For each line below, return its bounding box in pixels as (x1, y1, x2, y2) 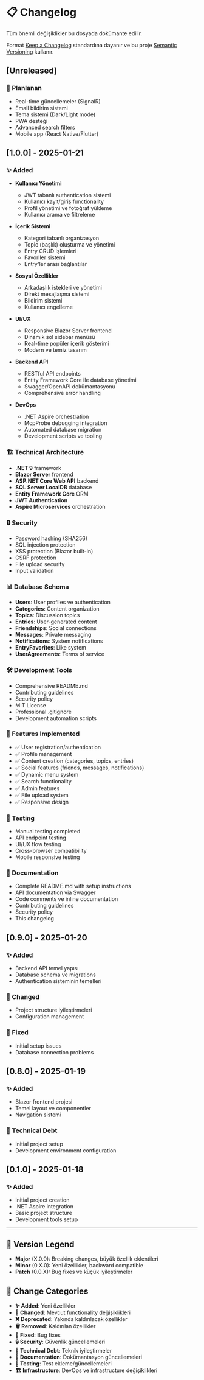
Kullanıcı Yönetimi (15, 180, 62, 187)
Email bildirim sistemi (15, 104, 68, 111)
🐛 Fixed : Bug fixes (15, 1331, 61, 1339)
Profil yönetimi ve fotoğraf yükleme (24, 205, 112, 212)
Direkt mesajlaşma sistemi (24, 290, 90, 298)
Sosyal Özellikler (15, 272, 59, 279)
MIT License (15, 701, 47, 709)
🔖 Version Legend (6, 1239, 75, 1249)
